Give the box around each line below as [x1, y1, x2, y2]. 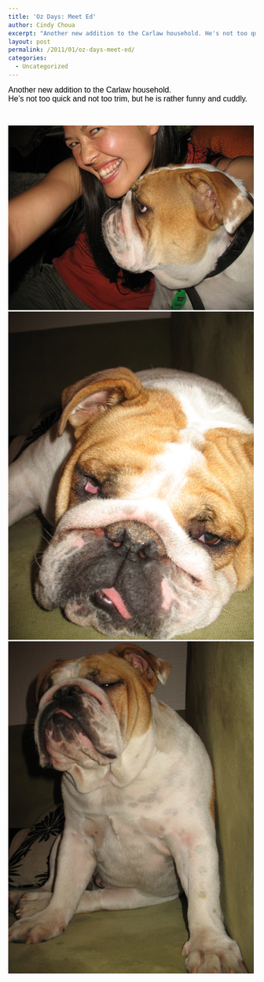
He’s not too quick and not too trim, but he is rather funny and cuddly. [8, 94, 247, 103]
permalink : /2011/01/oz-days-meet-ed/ [8, 46, 135, 54]
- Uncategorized [15, 63, 68, 71]
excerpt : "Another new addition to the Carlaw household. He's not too [8, 29, 247, 37]
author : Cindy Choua [8, 20, 76, 29]
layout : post [8, 38, 51, 46]
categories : [8, 54, 47, 62]
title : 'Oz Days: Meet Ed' [8, 13, 97, 20]
